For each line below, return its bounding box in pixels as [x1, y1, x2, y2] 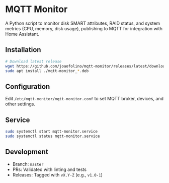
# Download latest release [5, 59, 62, 64]
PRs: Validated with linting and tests [12, 166, 87, 172]
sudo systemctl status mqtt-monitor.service [5, 134, 100, 139]
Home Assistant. [5, 31, 39, 37]
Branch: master [12, 161, 44, 167]
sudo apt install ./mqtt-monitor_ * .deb [5, 68, 89, 74]
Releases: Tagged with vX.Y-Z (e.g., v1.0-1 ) [12, 171, 103, 177]
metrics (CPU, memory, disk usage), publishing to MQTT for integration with [5, 25, 162, 31]
